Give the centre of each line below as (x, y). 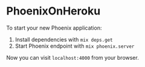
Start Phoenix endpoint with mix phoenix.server (75, 46)
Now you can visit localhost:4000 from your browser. (72, 57)
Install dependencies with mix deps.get (64, 39)
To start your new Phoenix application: (54, 28)
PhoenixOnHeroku (53, 11)
